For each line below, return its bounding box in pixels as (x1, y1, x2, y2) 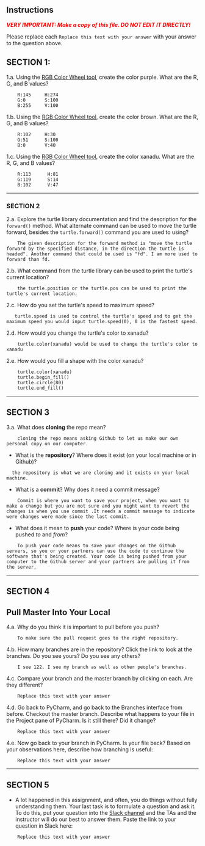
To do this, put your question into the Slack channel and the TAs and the (15, 809, 196, 816)
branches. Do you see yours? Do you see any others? (6, 652, 141, 659)
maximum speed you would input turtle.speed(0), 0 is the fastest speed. (6, 318, 198, 324)
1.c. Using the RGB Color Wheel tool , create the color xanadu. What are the (6, 153, 195, 160)
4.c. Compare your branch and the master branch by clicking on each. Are (6, 674, 193, 682)
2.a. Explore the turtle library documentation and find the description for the (6, 215, 197, 222)
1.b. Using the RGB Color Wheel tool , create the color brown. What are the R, (6, 113, 198, 120)
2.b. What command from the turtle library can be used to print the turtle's (6, 267, 193, 274)
